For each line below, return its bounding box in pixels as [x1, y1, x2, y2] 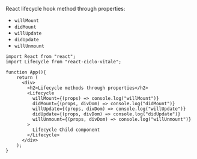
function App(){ [5, 69, 46, 75]
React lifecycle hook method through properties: [5, 5, 126, 12]
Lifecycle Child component [32, 127, 100, 133]
